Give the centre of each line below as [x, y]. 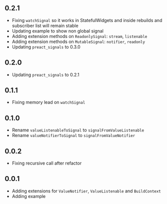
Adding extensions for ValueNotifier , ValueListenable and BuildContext [86, 191]
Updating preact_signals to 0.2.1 [45, 74]
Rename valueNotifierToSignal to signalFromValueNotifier [73, 135]
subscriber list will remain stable [45, 25]
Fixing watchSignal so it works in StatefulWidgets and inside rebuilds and [87, 20]
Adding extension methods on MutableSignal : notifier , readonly [78, 41]
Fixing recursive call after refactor [47, 163]
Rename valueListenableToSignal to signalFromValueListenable [78, 130]
